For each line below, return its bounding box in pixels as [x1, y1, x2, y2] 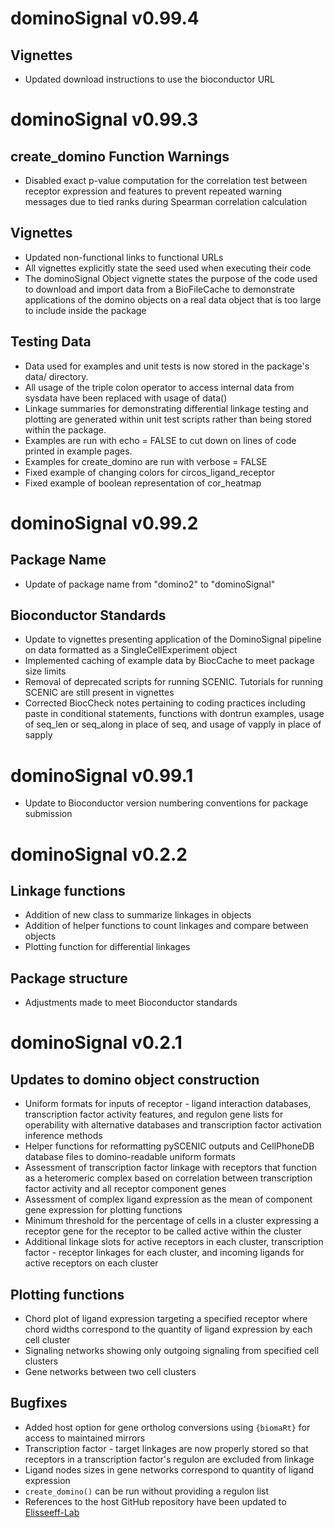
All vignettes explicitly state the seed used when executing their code [24, 262, 312, 274]
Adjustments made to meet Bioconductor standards [24, 997, 238, 1009]
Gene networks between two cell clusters [24, 1366, 197, 1377]
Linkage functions [10, 882, 126, 899]
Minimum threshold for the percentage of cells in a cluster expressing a [24, 1215, 320, 1227]
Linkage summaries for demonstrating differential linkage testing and [24, 402, 309, 414]
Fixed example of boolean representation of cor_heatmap [24, 477, 262, 489]
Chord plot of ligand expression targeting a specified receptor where [24, 1313, 308, 1324]
